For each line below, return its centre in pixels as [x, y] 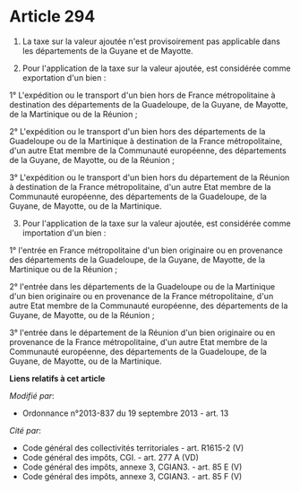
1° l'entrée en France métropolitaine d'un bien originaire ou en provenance [146, 250]
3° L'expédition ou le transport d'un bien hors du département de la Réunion [150, 177]
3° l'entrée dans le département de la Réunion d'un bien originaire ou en [142, 332]
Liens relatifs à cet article [57, 378]
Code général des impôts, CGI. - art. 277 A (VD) [111, 457]
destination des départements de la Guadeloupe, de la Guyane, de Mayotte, [149, 104]
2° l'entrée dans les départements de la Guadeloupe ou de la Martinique [142, 286]
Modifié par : [32, 395]
